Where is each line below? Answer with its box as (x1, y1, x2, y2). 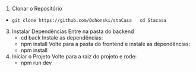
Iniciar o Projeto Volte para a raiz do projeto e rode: (11, 53, 137, 60)
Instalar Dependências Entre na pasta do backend (11, 28, 134, 35)
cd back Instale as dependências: (20, 34, 103, 41)
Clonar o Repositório (11, 5, 62, 12)
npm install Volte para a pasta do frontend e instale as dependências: (20, 41, 191, 47)
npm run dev (20, 59, 52, 66)
